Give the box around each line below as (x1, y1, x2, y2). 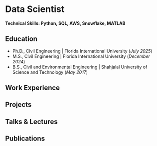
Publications (5, 135, 45, 143)
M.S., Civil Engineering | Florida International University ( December (12, 53, 151, 59)
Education (5, 35, 38, 43)
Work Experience (5, 83, 60, 92)
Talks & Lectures (5, 117, 58, 126)
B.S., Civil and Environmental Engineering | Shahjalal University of (12, 64, 148, 70)
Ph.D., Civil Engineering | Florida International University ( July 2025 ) (12, 48, 153, 54)
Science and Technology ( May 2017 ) (12, 69, 88, 75)
